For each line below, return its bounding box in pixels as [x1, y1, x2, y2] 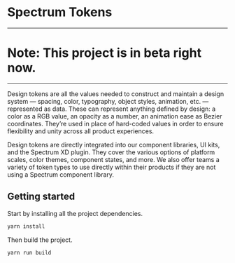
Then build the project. [7, 236, 73, 244]
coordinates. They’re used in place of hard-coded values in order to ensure [7, 119, 224, 128]
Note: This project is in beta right [7, 45, 201, 61]
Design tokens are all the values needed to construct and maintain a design [7, 89, 225, 98]
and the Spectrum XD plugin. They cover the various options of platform [7, 148, 215, 156]
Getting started [7, 191, 76, 203]
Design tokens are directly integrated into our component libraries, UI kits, [7, 140, 220, 149]
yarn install [7, 222, 45, 230]
